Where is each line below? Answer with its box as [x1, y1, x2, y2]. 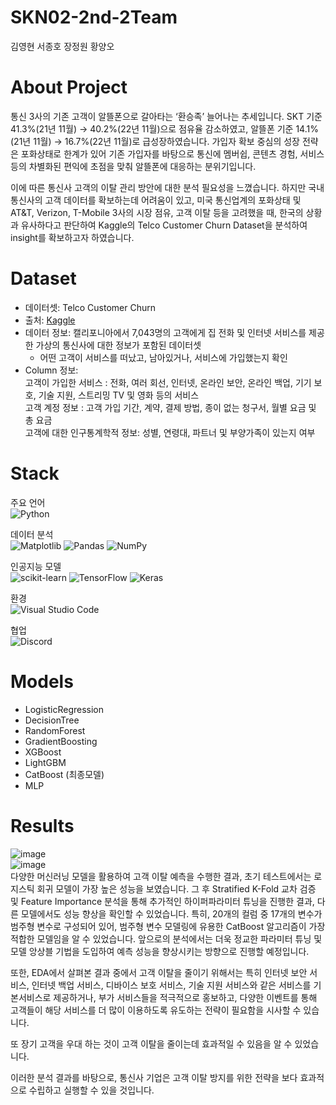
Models [10, 670, 74, 693]
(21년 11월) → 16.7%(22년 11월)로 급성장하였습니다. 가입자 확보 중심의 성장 [10, 135, 300, 147]
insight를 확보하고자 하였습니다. [10, 231, 135, 243]
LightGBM [24, 756, 67, 768]
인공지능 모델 [10, 560, 62, 572]
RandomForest [24, 724, 86, 736]
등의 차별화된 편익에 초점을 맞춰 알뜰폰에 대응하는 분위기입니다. [10, 160, 257, 172]
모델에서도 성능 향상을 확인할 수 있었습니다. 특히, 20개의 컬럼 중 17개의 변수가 [20, 907, 323, 920]
